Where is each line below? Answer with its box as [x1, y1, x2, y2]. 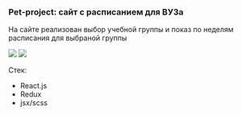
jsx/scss [19, 98, 48, 108]
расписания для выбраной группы [8, 33, 127, 43]
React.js [19, 81, 48, 91]
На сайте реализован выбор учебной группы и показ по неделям [8, 25, 234, 35]
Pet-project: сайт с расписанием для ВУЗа [8, 6, 184, 18]
